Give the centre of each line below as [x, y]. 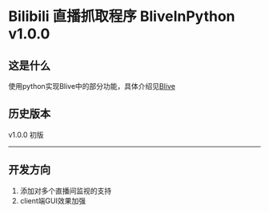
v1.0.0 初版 [26, 135]
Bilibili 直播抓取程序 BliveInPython [122, 16]
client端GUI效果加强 [53, 200]
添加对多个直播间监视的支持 [66, 191]
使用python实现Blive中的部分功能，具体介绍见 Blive [92, 86]
